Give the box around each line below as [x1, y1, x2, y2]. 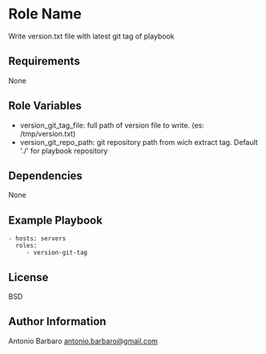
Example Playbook [8, 213, 103, 227]
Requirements [8, 54, 80, 68]
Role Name [8, 5, 82, 23]
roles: [15, 242, 38, 250]
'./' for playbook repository [19, 146, 108, 155]
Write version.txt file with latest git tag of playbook [8, 31, 175, 41]
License [8, 270, 49, 284]
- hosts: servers [8, 235, 66, 243]
